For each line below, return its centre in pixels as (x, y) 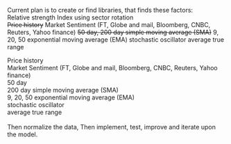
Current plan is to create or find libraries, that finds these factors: (100, 10)
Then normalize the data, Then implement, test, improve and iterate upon (112, 127)
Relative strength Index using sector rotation (70, 17)
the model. (23, 134)
